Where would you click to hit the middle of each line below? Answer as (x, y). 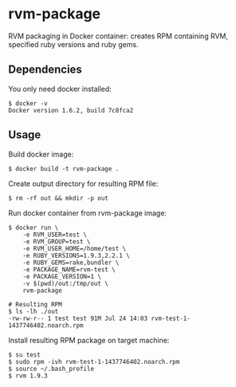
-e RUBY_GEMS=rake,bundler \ (71, 263)
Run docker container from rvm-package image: (88, 213)
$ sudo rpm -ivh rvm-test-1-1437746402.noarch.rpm (94, 361)
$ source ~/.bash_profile (51, 369)
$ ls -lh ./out (33, 311)
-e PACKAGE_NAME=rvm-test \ (69, 269)
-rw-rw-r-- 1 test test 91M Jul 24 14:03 (78, 318)
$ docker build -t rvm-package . (64, 168)
